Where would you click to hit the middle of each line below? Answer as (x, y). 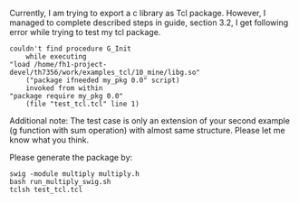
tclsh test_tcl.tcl (46, 189)
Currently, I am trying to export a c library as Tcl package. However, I (138, 13)
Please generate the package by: (71, 157)
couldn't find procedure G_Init (70, 49)
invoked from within (64, 88)
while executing (57, 57)
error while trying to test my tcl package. (85, 32)
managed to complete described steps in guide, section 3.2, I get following (149, 23)
